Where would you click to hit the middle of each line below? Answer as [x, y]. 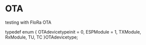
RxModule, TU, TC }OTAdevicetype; [42, 37]
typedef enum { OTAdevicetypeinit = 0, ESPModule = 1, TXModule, [73, 32]
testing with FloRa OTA [28, 22]
